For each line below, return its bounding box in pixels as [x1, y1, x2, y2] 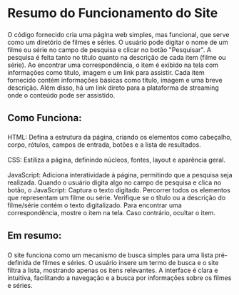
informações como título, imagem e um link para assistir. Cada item [7, 68, 205, 77]
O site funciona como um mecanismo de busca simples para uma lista [7, 251, 214, 259]
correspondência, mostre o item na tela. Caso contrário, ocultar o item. [7, 209, 216, 217]
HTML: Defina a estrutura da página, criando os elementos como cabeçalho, [7, 133, 233, 142]
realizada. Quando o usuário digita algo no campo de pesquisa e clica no [7, 178, 222, 187]
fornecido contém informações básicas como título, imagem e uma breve [7, 76, 223, 85]
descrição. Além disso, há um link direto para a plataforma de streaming [7, 83, 219, 92]
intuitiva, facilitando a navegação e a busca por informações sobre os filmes [7, 273, 232, 282]
